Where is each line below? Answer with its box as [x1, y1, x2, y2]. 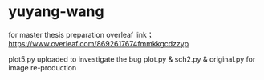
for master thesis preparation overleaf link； [8, 30, 154, 39]
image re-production [8, 62, 77, 72]
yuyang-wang [8, 2, 104, 21]
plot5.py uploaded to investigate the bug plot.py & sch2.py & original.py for [8, 54, 256, 64]
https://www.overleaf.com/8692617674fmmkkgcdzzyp [8, 38, 189, 48]
